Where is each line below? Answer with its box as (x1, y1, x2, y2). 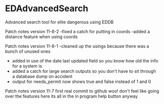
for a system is (12, 63, 43, 69)
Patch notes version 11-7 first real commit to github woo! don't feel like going (5, 88, 160, 94)
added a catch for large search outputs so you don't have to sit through (12, 68, 156, 74)
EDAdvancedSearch (5, 3, 89, 14)
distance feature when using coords (5, 34, 78, 40)
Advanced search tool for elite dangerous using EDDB (5, 19, 114, 25)
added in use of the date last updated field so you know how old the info (12, 58, 158, 63)
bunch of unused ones (5, 48, 50, 54)
